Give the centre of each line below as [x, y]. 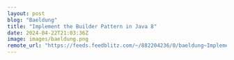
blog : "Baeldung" [32, 20]
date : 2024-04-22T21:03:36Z [48, 33]
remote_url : [24, 46]
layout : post [26, 13]
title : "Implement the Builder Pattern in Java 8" [82, 26]
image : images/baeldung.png [48, 39]
